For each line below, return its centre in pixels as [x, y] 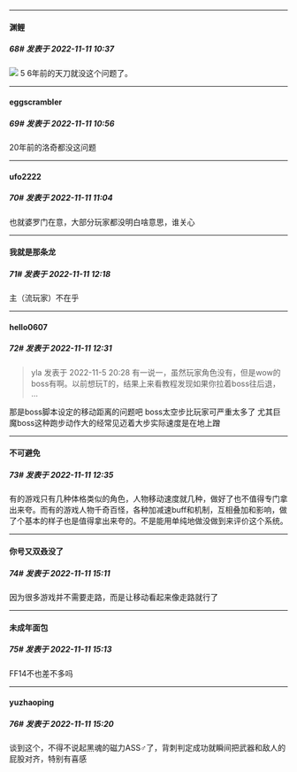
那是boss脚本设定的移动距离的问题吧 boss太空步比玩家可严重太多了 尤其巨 [145, 412]
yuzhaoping [32, 703]
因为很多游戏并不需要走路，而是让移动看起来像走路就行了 [114, 597]
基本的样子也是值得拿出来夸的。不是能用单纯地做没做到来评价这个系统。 [156, 521]
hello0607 [29, 327]
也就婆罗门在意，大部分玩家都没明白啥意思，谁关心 [102, 221]
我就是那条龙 [32, 252]
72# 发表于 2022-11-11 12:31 [61, 348]
